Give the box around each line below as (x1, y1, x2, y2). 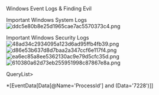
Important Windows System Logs (6, 17, 87, 23)
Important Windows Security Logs (6, 34, 89, 41)
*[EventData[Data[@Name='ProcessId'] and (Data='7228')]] (6, 82, 154, 89)
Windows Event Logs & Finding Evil (6, 5, 92, 12)
